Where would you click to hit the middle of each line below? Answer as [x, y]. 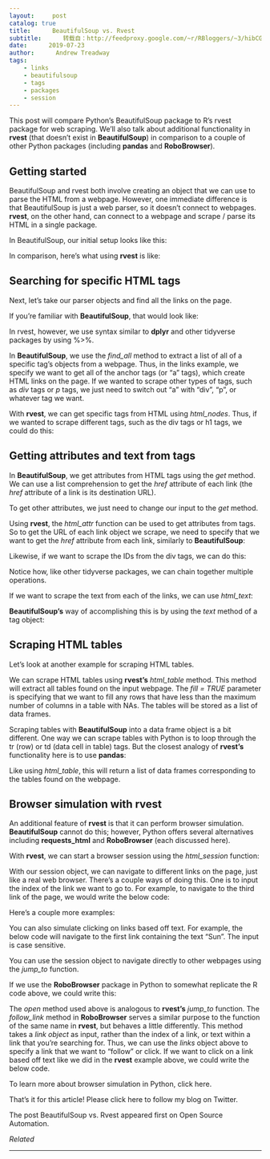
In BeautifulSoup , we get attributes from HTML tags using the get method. [132, 475]
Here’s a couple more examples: [62, 913]
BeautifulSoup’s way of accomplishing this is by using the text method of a [133, 611]
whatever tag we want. [47, 398]
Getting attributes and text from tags [102, 456]
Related [22, 1139]
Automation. [29, 1124]
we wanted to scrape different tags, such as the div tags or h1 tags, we [126, 422]
